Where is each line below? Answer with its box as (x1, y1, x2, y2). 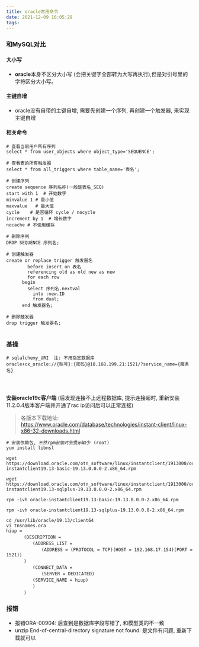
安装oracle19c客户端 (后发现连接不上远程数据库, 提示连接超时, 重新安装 (6, 395, 180, 402)
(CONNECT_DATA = (32, 565, 73, 571)
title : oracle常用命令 (6, 8, 59, 15)
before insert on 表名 (27, 264, 82, 270)
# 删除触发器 (6, 313, 34, 320)
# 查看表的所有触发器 (6, 160, 52, 166)
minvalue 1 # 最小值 (6, 197, 54, 203)
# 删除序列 (6, 233, 30, 239)
